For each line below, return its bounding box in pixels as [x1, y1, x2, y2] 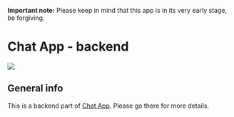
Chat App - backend [7, 39, 129, 55]
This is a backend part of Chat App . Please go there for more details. [7, 101, 209, 110]
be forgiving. [7, 14, 45, 22]
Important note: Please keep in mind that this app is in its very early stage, [7, 6, 227, 14]
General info [7, 82, 63, 95]
